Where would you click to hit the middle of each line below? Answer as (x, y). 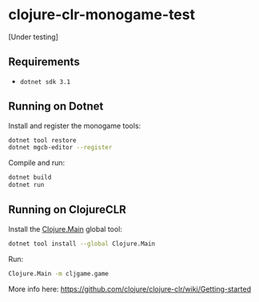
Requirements (44, 62)
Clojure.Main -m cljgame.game (59, 273)
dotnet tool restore (43, 140)
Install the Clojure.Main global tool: (65, 228)
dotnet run (26, 185)
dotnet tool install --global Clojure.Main (82, 244)
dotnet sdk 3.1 (45, 81)
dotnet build (30, 177)
